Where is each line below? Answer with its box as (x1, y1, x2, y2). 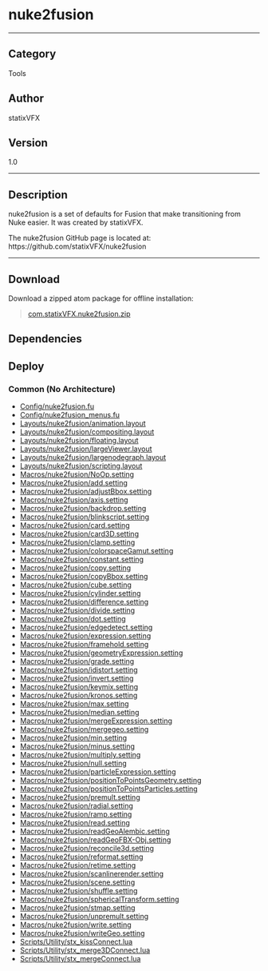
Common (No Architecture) (8, 383, 116, 394)
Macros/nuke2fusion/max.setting (19, 699, 129, 709)
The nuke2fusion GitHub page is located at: (8, 234, 152, 243)
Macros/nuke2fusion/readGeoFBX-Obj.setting (19, 835, 171, 845)
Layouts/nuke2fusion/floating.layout (19, 436, 139, 446)
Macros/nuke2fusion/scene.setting (19, 877, 136, 887)
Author (8, 92, 44, 106)
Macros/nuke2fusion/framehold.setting (19, 640, 149, 649)
